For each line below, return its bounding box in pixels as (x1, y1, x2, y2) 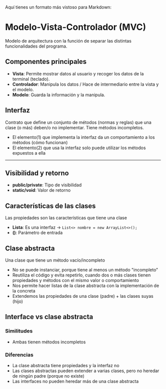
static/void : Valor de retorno (12, 187, 71, 193)
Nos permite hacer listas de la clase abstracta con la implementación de (12, 282, 160, 288)
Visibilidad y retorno (5, 168, 69, 177)
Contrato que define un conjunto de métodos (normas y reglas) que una (5, 119, 152, 125)
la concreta (12, 288, 36, 294)
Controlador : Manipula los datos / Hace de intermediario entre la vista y (12, 81, 159, 87)
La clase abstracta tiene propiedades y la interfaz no (12, 362, 120, 368)
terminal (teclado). (12, 76, 50, 82)
